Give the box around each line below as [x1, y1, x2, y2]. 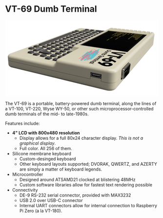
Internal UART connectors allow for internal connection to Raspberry [19, 203, 158, 209]
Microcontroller [12, 172, 43, 177]
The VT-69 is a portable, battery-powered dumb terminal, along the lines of [5, 101, 157, 107]
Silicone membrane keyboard [12, 151, 72, 157]
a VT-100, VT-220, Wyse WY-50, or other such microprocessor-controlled [5, 106, 154, 112]
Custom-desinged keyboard [19, 156, 76, 162]
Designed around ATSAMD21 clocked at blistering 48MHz [19, 177, 136, 183]
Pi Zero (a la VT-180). [19, 208, 62, 214]
